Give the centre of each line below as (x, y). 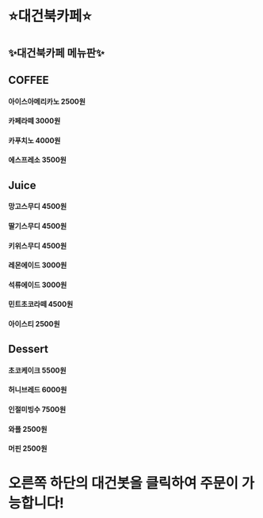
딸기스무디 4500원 (38, 225)
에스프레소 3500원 (38, 160)
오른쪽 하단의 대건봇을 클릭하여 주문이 (124, 484)
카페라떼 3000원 (34, 121)
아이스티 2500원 (34, 323)
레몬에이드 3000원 (38, 265)
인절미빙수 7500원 (37, 410)
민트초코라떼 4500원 (41, 304)
